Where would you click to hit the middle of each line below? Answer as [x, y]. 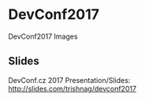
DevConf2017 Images [43, 36]
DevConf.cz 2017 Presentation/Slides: [69, 80]
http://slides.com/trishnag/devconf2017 [72, 88]
